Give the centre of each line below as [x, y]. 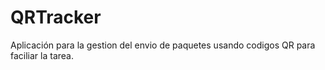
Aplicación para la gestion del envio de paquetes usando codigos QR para [163, 45]
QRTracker [56, 17]
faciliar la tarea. [42, 55]
